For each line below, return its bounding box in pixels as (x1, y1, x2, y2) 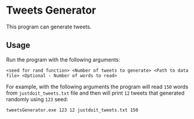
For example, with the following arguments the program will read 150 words (6, 83, 189, 90)
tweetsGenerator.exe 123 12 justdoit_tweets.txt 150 (6, 107, 139, 113)
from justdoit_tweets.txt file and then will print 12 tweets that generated (6, 89, 185, 97)
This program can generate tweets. (6, 23, 92, 30)
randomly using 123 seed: (6, 95, 68, 102)
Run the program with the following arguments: (6, 56, 121, 63)
